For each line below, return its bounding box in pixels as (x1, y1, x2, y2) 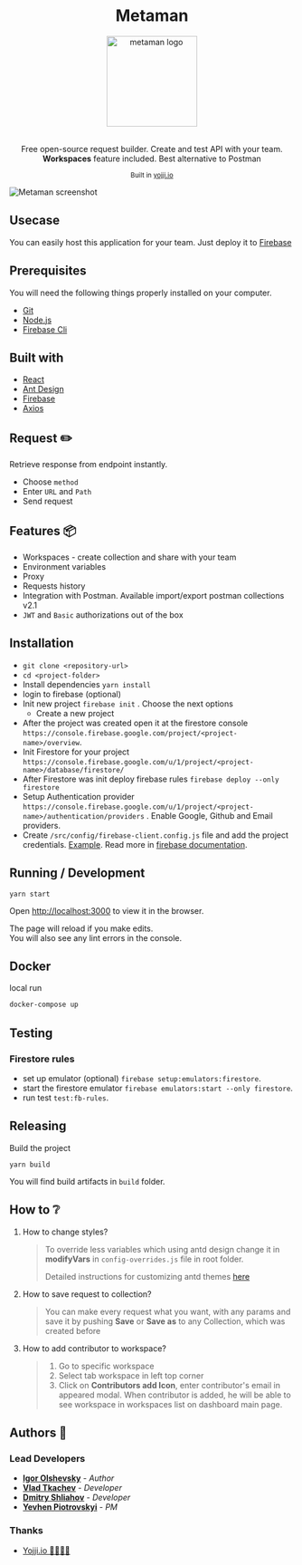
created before (44, 1325, 101, 1336)
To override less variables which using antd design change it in (44, 1243, 280, 1254)
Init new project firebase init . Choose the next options (22, 698, 233, 709)
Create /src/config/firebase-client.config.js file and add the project (22, 830, 289, 840)
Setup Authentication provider (22, 791, 136, 802)
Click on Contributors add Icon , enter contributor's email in (58, 1379, 280, 1390)
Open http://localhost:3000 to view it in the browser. (9, 905, 204, 916)
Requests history (22, 581, 86, 591)
